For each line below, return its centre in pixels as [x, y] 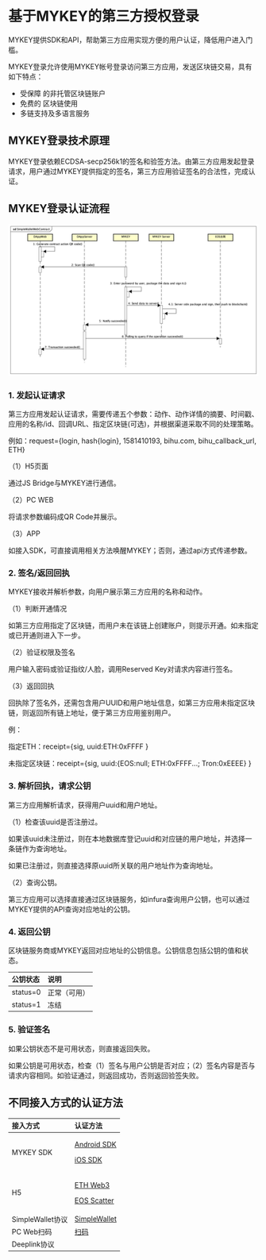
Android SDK [95, 1145]
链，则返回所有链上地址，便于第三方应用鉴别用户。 [92, 713]
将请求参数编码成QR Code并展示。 [65, 516]
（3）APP [25, 534]
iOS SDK [88, 1160]
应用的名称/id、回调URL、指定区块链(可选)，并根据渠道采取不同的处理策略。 [133, 424]
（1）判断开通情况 [38, 609]
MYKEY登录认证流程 [59, 208]
